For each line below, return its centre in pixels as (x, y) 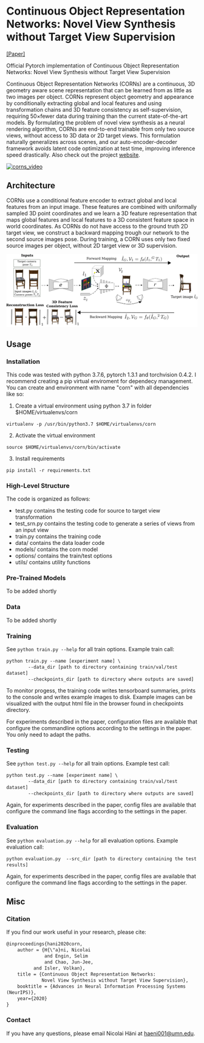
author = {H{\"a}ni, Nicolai (54, 950)
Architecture (31, 186)
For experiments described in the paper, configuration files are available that (102, 722)
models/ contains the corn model (56, 549)
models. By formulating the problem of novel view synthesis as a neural (96, 122)
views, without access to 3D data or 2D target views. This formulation (93, 135)
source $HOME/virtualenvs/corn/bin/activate (63, 447)
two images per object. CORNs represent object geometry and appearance (100, 97)
